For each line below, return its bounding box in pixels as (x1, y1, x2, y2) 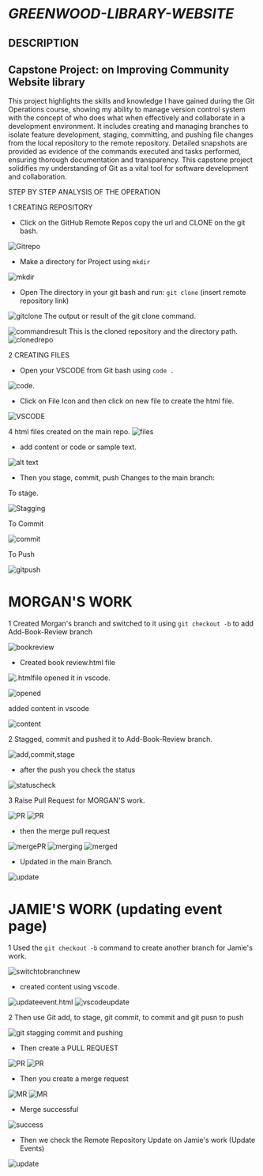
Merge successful (19, 1105, 79, 1114)
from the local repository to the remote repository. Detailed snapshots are (8, 138, 247, 148)
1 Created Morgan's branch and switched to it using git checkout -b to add (8, 618, 254, 629)
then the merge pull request (19, 826, 111, 836)
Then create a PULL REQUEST (19, 1043, 119, 1053)
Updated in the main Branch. (19, 857, 113, 867)
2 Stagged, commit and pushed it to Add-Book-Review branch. (8, 735, 213, 744)
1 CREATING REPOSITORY (8, 202, 93, 212)
